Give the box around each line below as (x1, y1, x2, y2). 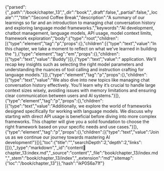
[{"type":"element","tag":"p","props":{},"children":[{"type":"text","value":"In (5, 41, 157, 46)
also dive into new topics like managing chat (60, 77, 150, 83)
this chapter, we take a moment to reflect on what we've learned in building (5, 46, 157, 51)
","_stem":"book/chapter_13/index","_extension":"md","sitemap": (5, 155, 134, 161)
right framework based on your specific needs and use (5, 124, 116, 129)
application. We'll (121, 56, 157, 62)
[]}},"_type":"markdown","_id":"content (5, 145, 83, 150)
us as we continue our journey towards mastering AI (5, 134, 110, 140)
